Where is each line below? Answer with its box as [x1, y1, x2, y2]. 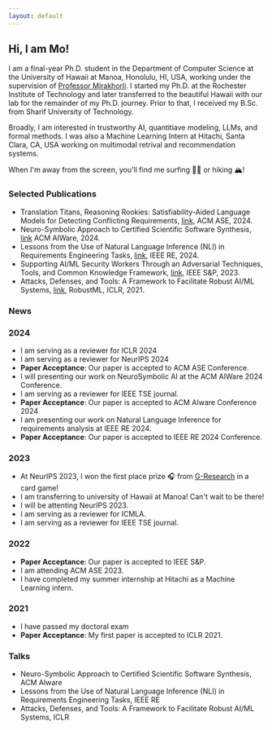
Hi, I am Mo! [8, 42, 70, 56]
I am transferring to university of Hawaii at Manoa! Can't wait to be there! [19, 492, 265, 502]
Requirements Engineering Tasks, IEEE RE [19, 695, 161, 705]
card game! [19, 483, 59, 493]
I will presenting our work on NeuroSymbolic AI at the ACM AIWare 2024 [19, 372, 263, 381]
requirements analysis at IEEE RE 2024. [19, 423, 152, 433]
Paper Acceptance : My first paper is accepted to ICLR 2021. [19, 630, 223, 640]
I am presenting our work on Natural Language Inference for [19, 415, 222, 424]
